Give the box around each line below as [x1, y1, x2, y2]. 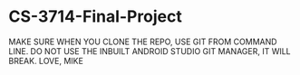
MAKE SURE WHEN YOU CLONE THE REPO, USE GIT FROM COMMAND [8, 36, 277, 47]
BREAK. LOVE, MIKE [8, 55, 83, 66]
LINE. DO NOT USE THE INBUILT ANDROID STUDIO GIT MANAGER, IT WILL [8, 45, 291, 56]
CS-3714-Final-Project [8, 6, 182, 27]
